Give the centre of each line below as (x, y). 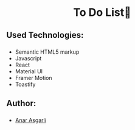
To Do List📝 (102, 13)
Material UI (29, 71)
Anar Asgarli (31, 120)
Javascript (28, 58)
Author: (21, 103)
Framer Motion (34, 78)
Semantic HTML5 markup (47, 52)
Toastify (25, 84)
